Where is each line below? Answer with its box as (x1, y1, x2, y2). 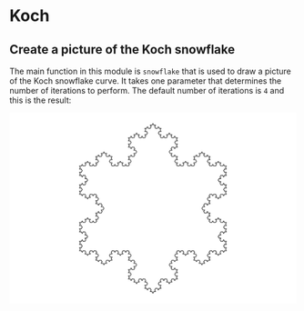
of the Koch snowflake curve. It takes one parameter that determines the (9, 75, 282, 86)
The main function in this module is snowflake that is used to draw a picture (9, 65, 291, 76)
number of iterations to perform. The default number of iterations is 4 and (9, 85, 285, 95)
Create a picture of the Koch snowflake (9, 42, 235, 57)
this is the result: (9, 95, 72, 105)
